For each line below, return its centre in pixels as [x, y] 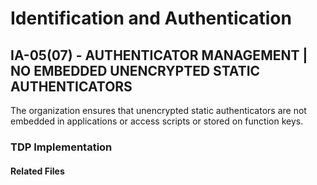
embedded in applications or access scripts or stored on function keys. [157, 121]
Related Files [37, 171]
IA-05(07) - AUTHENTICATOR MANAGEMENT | [159, 55]
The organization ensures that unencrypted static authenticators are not [158, 110]
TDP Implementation [61, 147]
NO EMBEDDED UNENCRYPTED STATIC [135, 70]
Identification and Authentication [151, 18]
